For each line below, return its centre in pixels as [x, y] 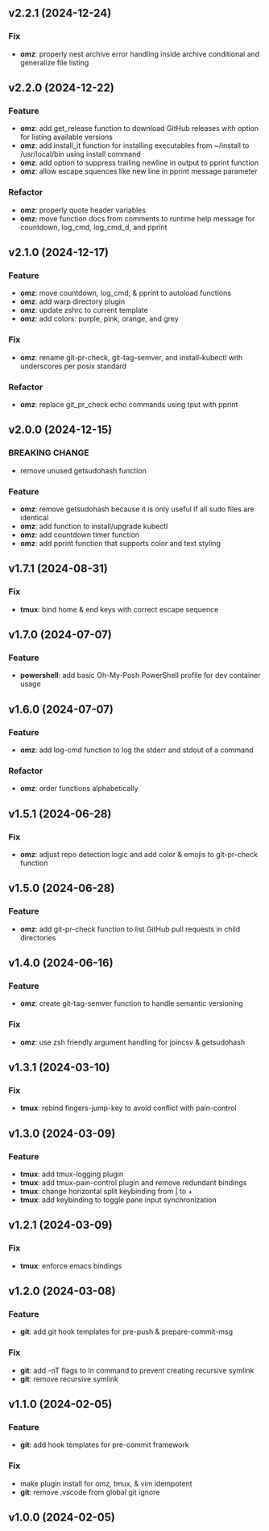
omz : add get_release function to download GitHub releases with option [139, 128]
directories [38, 937]
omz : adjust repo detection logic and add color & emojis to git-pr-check [139, 854]
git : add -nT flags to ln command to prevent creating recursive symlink [137, 1370]
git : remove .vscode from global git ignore [90, 1492]
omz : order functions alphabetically [79, 789]
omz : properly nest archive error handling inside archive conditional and [140, 54]
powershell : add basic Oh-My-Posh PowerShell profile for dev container [140, 675]
